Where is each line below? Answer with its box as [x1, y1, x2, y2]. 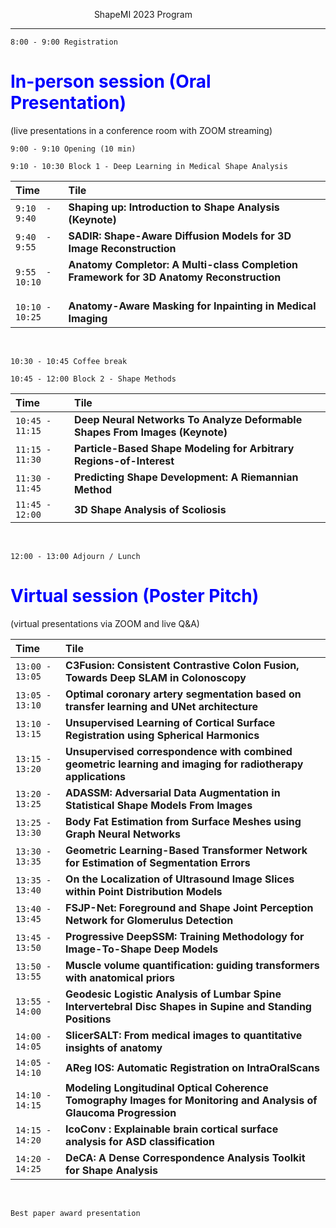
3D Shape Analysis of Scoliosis [73, 502, 227, 516]
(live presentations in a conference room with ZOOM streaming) [10, 124, 273, 136]
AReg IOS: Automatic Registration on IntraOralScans [65, 1060, 320, 1074]
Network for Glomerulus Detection [65, 913, 234, 927]
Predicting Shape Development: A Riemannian [73, 470, 299, 484]
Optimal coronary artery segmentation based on [65, 687, 302, 701]
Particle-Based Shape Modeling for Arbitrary [73, 441, 295, 455]
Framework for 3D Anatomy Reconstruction [68, 270, 282, 284]
